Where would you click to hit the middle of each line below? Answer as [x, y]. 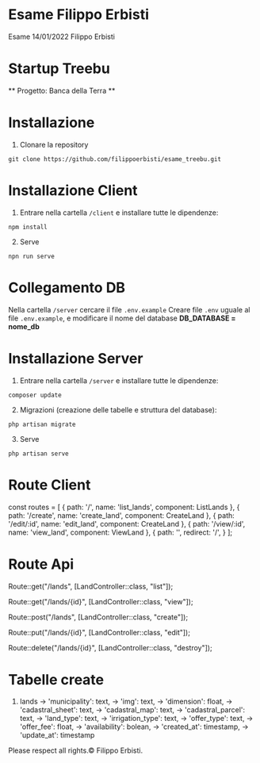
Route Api [41, 564]
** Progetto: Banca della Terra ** [62, 90]
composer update [35, 395]
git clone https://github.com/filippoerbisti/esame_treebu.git [115, 159]
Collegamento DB [67, 288]
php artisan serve [38, 454]
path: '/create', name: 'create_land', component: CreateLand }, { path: [122, 515]
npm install [28, 227]
